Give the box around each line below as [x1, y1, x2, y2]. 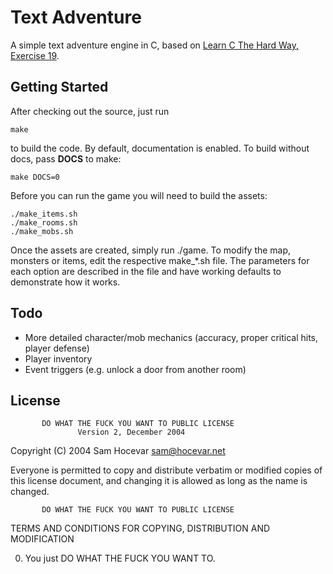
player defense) [24, 342, 90, 354]
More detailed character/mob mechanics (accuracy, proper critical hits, [24, 331, 319, 343]
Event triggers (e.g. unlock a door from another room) [24, 363, 247, 375]
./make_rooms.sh [10, 217, 78, 228]
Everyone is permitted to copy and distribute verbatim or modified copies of [10, 464, 323, 476]
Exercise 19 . [10, 49, 60, 61]
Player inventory [24, 352, 93, 365]
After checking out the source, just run [10, 105, 170, 117]
